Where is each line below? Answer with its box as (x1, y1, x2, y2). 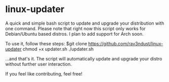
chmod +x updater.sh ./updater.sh (22, 46, 94, 52)
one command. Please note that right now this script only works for (5, 25, 146, 31)
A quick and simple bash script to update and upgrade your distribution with (5, 20, 164, 26)
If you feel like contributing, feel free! (5, 70, 83, 76)
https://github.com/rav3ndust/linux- (88, 40, 163, 46)
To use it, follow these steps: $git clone (5, 40, 87, 46)
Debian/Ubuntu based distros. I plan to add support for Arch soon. (5, 31, 144, 37)
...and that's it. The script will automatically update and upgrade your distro (5, 55, 162, 61)
